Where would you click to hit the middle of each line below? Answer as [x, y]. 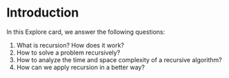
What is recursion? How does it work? [70, 45]
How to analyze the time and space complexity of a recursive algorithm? [119, 59]
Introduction [43, 13]
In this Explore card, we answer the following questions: [86, 32]
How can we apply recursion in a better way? [81, 67]
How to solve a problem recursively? [68, 52]
